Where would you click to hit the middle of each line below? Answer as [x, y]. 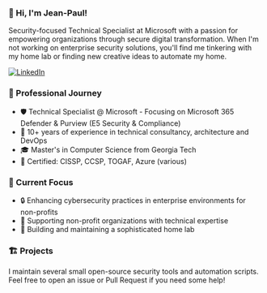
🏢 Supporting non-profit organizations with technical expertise [124, 220]
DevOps [34, 140]
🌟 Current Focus [41, 182]
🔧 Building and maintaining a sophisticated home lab [107, 229]
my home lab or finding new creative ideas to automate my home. [118, 57]
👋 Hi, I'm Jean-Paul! [48, 13]
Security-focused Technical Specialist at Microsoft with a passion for [123, 31]
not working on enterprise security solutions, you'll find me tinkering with [130, 48]
